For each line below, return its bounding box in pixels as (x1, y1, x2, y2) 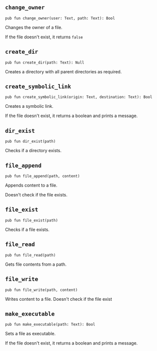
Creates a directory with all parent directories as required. (5, 68, 122, 74)
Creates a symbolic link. (5, 103, 54, 109)
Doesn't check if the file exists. (5, 192, 68, 198)
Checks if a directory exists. (5, 148, 62, 154)
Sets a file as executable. (5, 331, 56, 337)
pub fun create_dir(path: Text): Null (5, 60, 84, 65)
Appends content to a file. (5, 182, 57, 189)
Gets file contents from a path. (5, 261, 67, 267)
